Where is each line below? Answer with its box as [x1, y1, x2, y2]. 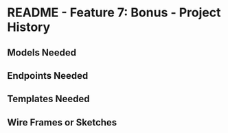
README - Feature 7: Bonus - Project [7, 5, 221, 21]
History [7, 19, 51, 35]
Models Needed [7, 47, 77, 58]
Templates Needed [7, 93, 90, 105]
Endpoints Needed [7, 70, 89, 82]
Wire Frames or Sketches [7, 117, 117, 128]
